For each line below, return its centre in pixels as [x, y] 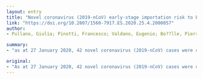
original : [19, 61]
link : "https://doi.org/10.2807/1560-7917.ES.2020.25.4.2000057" [90, 23]
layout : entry [24, 12]
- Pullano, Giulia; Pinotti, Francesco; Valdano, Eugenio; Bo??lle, [94, 34]
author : [16, 28]
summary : [17, 45]
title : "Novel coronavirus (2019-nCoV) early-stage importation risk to [100, 17]
